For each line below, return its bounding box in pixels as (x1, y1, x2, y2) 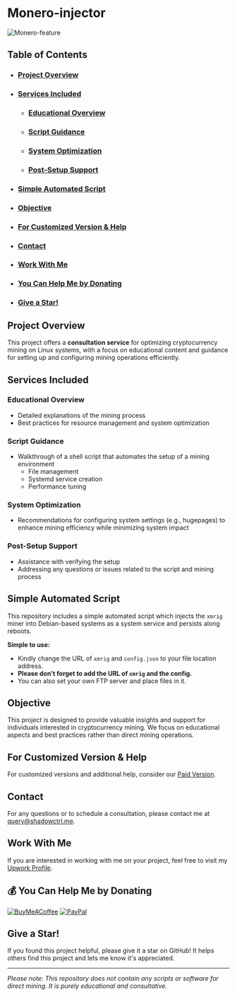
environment (17, 460, 55, 468)
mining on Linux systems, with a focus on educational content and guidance (7, 346, 229, 354)
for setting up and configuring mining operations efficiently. (7, 354, 181, 362)
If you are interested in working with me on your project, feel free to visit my (7, 856, 228, 864)
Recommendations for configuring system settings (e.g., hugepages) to (17, 516, 226, 525)
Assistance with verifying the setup (17, 557, 121, 566)
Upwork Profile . (7, 863, 53, 872)
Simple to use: (7, 640, 51, 648)
